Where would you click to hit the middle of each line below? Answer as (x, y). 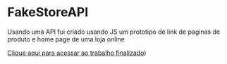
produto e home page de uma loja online (66, 39)
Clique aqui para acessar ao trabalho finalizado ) (77, 53)
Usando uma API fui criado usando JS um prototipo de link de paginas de (114, 32)
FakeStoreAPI (48, 12)
